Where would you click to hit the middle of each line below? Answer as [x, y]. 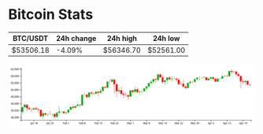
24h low [166, 39]
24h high [122, 39]
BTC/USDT [31, 39]
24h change [76, 39]
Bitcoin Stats [51, 15]
